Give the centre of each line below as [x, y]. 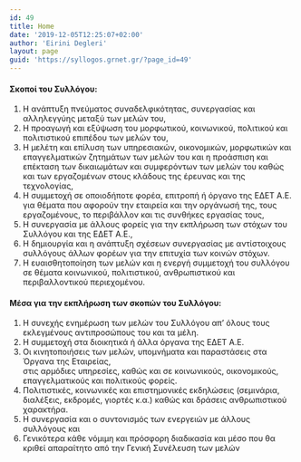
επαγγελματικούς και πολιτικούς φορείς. [100, 380]
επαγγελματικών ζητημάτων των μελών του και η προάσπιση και [146, 157]
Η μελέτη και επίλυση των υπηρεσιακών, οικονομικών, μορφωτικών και [157, 148]
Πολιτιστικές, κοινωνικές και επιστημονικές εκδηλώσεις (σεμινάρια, [151, 390]
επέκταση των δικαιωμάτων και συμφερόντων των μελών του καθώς [153, 167]
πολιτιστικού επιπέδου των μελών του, [96, 138]
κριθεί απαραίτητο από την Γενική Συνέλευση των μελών [131, 448]
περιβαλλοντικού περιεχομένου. [84, 283]
